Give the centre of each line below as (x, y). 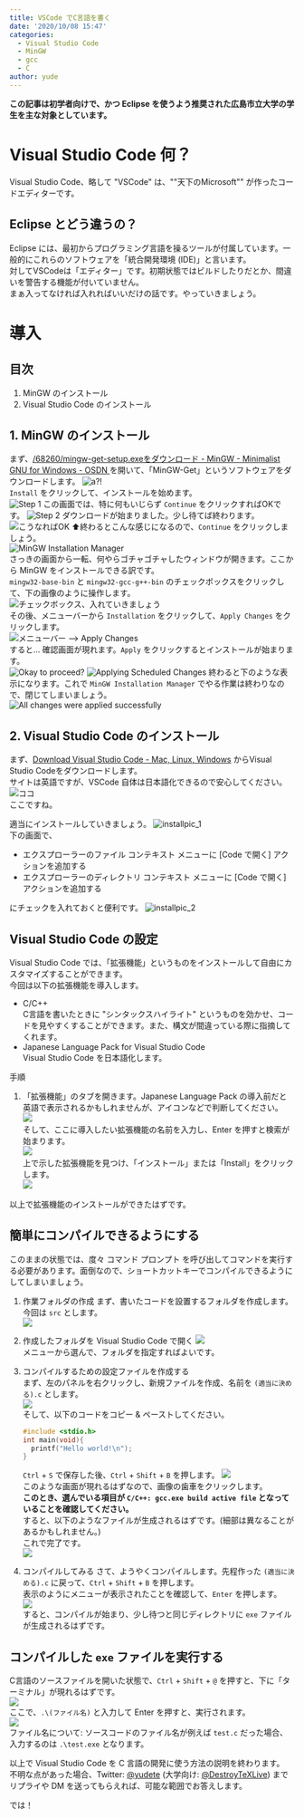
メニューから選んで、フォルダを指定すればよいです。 (121, 1351)
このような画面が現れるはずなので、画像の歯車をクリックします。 (145, 1486)
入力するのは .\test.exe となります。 (79, 1744)
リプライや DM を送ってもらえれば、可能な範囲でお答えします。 (128, 1786)
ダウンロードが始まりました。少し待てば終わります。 (161, 515)
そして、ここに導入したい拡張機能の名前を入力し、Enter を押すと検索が (156, 1130)
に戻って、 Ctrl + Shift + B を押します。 (125, 1582)
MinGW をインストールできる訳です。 (90, 571)
